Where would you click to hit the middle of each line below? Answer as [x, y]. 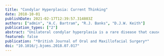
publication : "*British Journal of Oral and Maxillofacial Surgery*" [77, 41]
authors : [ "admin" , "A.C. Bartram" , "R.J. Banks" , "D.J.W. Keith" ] [75, 23]
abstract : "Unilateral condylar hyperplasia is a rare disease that [76, 32]
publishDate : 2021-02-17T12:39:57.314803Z [49, 19]
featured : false [21, 37]
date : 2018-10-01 [23, 14]
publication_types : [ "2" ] [31, 28]
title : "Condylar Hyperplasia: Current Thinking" [57, 9]
